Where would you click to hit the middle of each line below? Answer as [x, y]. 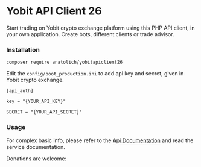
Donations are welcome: [37, 159]
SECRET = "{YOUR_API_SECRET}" [44, 112]
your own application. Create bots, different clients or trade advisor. [90, 34]
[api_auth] [20, 91]
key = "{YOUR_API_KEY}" [36, 102]
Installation [23, 49]
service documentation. [36, 147]
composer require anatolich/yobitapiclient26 [64, 62]
